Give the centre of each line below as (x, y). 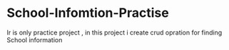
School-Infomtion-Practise (88, 13)
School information (35, 39)
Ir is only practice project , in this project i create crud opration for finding (114, 32)
